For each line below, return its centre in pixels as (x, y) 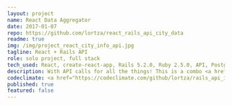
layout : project (30, 13)
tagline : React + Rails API (48, 52)
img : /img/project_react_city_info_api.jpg (71, 46)
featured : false (30, 90)
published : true (30, 84)
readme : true (26, 39)
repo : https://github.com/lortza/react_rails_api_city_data (96, 33)
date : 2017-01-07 (32, 26)
